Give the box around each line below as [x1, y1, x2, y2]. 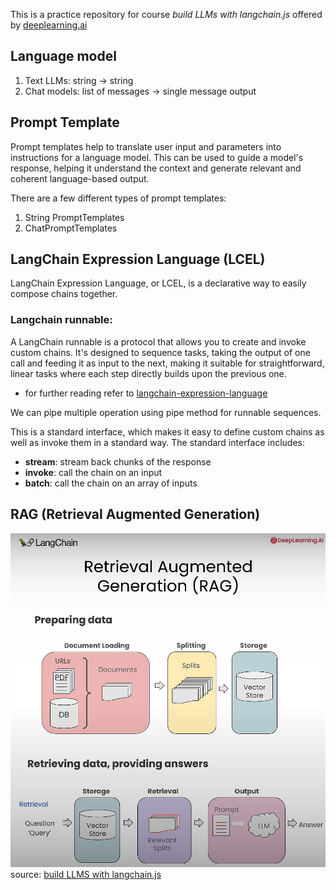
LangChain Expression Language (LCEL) [10, 251, 266, 268]
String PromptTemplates [24, 211, 125, 223]
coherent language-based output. [10, 172, 150, 184]
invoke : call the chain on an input [24, 466, 163, 478]
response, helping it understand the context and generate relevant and [10, 162, 302, 174]
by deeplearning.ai [10, 19, 88, 31]
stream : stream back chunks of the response [24, 455, 212, 468]
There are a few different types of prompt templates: [10, 192, 227, 204]
